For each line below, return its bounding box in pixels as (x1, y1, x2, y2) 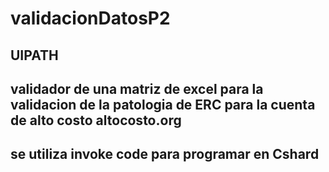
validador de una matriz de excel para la (10, 80, 264, 97)
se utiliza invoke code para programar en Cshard (10, 146, 320, 163)
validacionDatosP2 (10, 7, 171, 30)
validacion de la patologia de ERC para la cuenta (10, 96, 316, 113)
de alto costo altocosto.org (10, 112, 182, 129)
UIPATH (10, 47, 59, 64)
